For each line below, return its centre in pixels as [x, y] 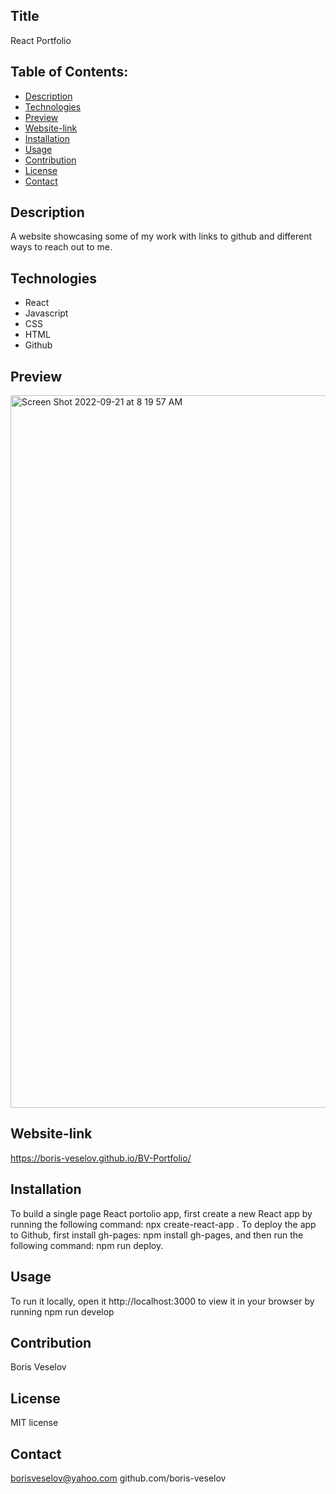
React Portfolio [41, 40]
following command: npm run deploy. [87, 1245]
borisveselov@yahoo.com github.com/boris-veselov [118, 1478]
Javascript [46, 313]
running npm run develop [62, 1311]
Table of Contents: [69, 72]
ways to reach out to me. [61, 247]
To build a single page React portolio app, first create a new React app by [161, 1213]
